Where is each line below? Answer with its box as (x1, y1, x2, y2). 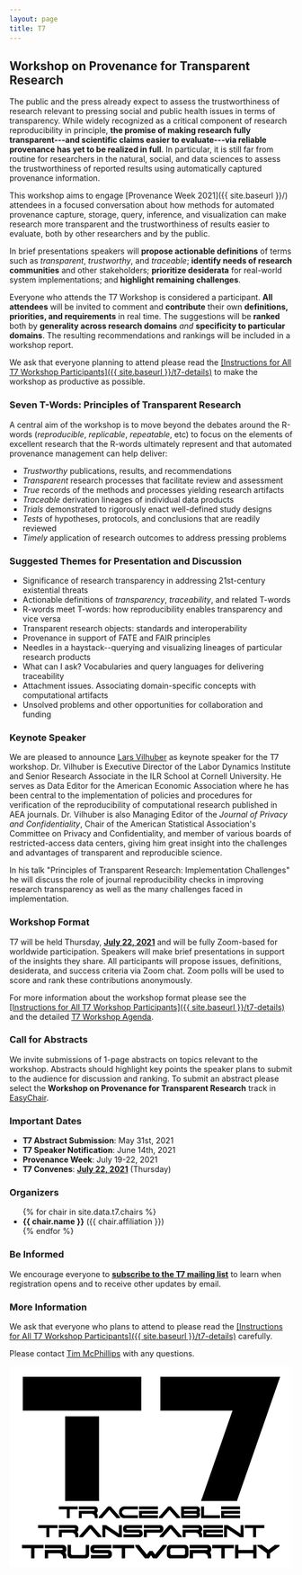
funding (22, 709, 52, 720)
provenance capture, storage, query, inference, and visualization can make (9, 210, 287, 220)
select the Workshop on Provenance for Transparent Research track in (9, 1082, 277, 1093)
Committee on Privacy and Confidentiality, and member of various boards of (9, 828, 292, 839)
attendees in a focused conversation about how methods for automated (9, 200, 275, 210)
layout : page (9, 14, 58, 23)
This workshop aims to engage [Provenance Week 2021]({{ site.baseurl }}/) (9, 190, 289, 201)
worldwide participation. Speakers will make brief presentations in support (9, 945, 285, 957)
